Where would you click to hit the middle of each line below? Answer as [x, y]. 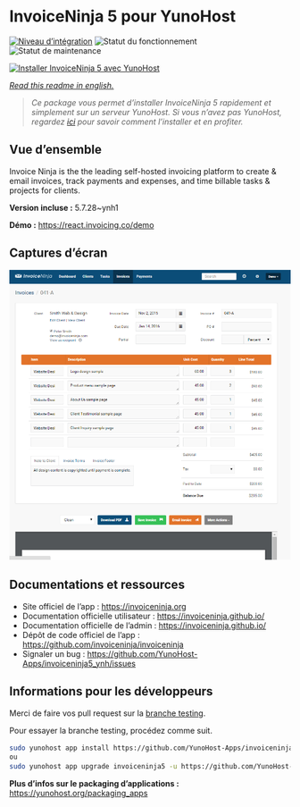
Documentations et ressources [97, 585]
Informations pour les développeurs [111, 691]
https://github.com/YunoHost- [142, 653]
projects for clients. [45, 190]
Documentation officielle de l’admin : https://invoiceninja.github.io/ [144, 625]
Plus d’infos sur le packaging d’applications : [94, 784]
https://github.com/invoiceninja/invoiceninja [103, 644]
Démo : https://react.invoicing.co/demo [82, 224]
